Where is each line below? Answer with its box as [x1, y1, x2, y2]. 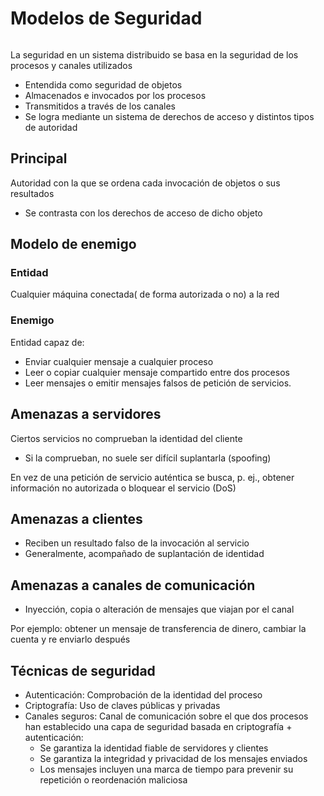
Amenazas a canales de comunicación [10, 577, 256, 594]
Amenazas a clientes [10, 510, 143, 527]
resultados [10, 187, 55, 199]
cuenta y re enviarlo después [10, 633, 131, 646]
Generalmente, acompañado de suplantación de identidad [24, 548, 265, 560]
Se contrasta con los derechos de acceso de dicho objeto [24, 207, 263, 219]
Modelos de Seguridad [10, 7, 203, 30]
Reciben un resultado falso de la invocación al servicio [24, 537, 250, 549]
